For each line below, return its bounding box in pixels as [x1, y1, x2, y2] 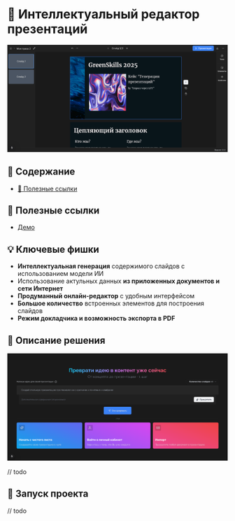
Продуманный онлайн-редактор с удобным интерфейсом [17, 292, 195, 300]
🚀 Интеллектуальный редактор [7, 6, 200, 22]
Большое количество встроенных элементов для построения [17, 299, 205, 307]
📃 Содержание [7, 166, 76, 178]
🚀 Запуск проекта [7, 488, 89, 500]
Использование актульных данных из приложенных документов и [17, 277, 220, 286]
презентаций [7, 21, 88, 37]
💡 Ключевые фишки [7, 243, 99, 255]
